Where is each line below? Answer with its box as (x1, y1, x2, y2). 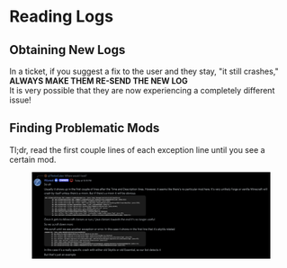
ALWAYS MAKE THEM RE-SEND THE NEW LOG (9, 76, 188, 86)
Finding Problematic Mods (9, 121, 160, 136)
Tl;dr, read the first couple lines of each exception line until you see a (9, 144, 265, 155)
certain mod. (9, 154, 57, 165)
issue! (9, 94, 31, 105)
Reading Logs (9, 6, 114, 27)
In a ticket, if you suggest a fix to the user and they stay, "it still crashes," (9, 66, 279, 76)
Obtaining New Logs (9, 42, 126, 58)
